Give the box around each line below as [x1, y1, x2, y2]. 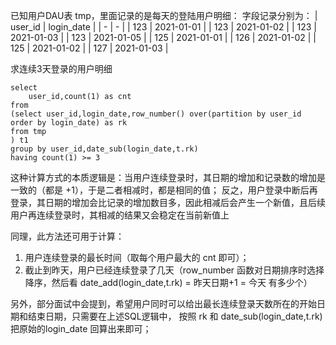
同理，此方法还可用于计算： [10, 230, 125, 242]
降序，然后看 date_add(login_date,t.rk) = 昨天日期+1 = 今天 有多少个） [24, 277, 313, 288]
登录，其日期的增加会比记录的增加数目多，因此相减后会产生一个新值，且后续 [10, 197, 326, 208]
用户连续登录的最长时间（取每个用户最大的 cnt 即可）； [24, 252, 250, 263]
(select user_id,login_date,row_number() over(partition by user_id [10, 109, 302, 119]
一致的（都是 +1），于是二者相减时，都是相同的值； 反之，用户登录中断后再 [10, 184, 318, 196]
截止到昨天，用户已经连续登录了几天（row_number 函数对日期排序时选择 [24, 264, 325, 276]
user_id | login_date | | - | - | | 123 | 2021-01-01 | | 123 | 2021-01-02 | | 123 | [10, 21, 318, 33]
